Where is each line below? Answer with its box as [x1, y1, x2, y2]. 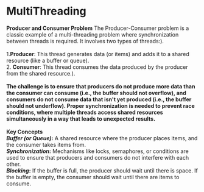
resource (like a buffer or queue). [6, 57, 90, 64]
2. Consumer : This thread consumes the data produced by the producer [6, 63, 188, 71]
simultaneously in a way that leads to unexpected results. [6, 115, 156, 123]
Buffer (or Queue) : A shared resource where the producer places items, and [6, 134, 198, 141]
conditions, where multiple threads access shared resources [6, 108, 163, 116]
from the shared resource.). [6, 69, 76, 77]
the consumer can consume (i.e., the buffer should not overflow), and [6, 89, 187, 96]
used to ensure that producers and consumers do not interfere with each [6, 154, 189, 161]
